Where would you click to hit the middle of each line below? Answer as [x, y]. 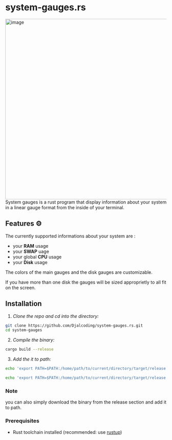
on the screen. [20, 287]
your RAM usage [30, 246]
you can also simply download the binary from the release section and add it [86, 402]
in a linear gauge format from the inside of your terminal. [65, 207]
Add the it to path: [32, 359]
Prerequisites [22, 421]
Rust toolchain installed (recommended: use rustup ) [67, 432]
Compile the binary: [34, 340]
